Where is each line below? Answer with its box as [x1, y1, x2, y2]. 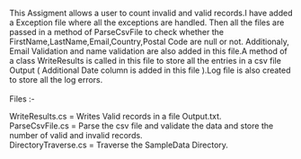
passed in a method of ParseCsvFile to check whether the [9, 27, 225, 37]
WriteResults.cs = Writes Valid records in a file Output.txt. [9, 111, 222, 121]
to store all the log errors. [9, 75, 103, 84]
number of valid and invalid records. [9, 130, 143, 140]
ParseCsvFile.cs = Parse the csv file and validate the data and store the [9, 120, 274, 131]
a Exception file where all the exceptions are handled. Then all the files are [9, 17, 285, 28]
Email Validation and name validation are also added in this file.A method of [9, 46, 288, 57]
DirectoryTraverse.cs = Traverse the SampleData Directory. [9, 139, 229, 150]
